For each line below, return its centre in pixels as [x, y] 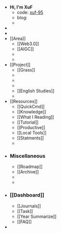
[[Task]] [25, 211]
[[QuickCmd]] [31, 106]
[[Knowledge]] [31, 112]
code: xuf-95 [30, 12]
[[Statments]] [30, 138]
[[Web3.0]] [28, 44]
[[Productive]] [31, 127]
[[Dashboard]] [27, 195]
